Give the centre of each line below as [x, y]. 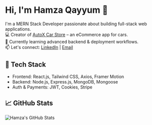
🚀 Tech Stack [26, 64]
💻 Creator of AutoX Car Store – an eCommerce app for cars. [67, 35]
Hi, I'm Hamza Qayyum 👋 [57, 10]
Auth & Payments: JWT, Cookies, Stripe [52, 87]
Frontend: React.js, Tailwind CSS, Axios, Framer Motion [68, 77]
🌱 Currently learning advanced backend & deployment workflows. [72, 42]
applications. [18, 29]
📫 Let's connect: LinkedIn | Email [39, 47]
